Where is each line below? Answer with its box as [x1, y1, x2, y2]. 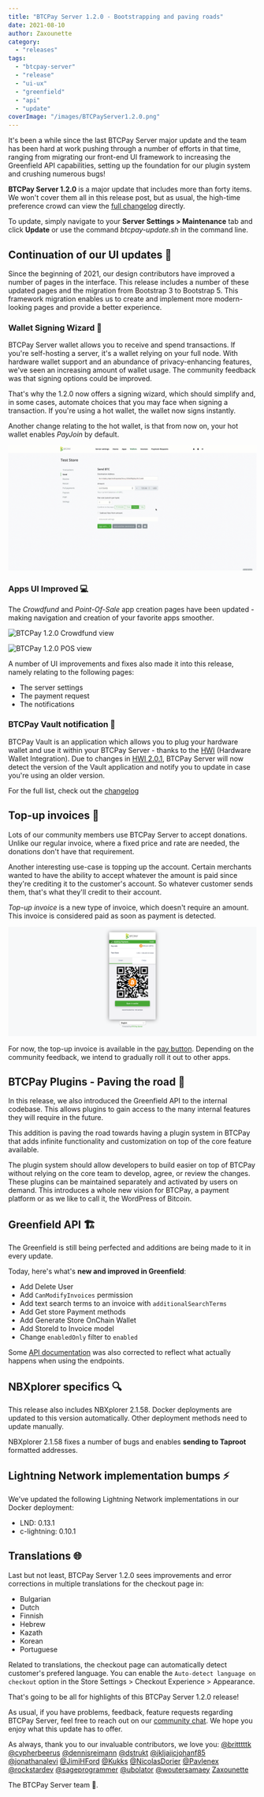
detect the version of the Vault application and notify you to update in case [8, 762, 251, 771]
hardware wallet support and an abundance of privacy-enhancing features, [8, 357, 252, 367]
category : [8, 38, 41, 46]
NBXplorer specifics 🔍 [8, 1380, 122, 1394]
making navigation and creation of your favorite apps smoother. [8, 613, 214, 622]
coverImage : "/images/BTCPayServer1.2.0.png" [8, 113, 160, 121]
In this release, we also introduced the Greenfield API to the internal [8, 1096, 228, 1106]
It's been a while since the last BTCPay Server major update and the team [8, 135, 247, 146]
